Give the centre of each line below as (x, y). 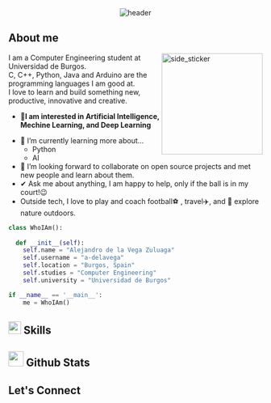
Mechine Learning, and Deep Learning (85, 125)
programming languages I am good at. (72, 83)
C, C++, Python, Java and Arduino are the (78, 74)
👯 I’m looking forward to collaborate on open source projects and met (135, 166)
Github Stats (58, 363)
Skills (37, 330)
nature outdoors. (48, 213)
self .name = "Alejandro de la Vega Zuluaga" (99, 250)
